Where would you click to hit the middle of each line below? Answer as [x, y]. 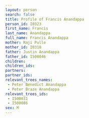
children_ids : [20, 66]
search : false [20, 15]
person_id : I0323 [23, 24]
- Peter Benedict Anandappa [37, 84]
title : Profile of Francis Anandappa [45, 19]
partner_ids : [19, 75]
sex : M [12, 108]
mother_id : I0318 [23, 47]
